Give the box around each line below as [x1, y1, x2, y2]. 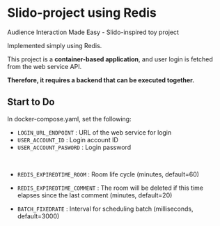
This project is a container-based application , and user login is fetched [7, 54, 214, 63]
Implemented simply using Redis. [7, 41, 102, 50]
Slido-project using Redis [7, 5, 157, 21]
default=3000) [17, 211, 60, 220]
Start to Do [7, 96, 55, 108]
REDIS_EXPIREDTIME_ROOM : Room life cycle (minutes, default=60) [17, 169, 200, 179]
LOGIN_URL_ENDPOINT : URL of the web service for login [17, 128, 172, 137]
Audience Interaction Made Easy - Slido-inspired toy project [7, 28, 180, 36]
